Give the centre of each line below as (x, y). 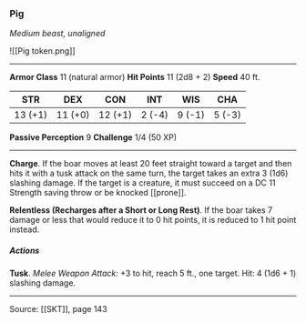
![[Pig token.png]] (42, 51)
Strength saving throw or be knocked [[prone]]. (98, 193)
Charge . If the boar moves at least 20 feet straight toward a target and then (151, 164)
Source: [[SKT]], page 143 (58, 309)
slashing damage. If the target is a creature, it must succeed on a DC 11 (143, 183)
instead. (25, 229)
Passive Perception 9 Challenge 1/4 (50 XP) (93, 137)
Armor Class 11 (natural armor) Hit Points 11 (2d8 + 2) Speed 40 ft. (135, 77)
